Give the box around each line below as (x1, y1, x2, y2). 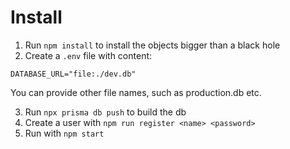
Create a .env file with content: (24, 49, 153, 61)
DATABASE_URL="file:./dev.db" (10, 69, 137, 79)
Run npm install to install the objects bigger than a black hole (24, 39, 281, 51)
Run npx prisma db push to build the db (24, 106, 187, 118)
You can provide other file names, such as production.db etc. (10, 86, 262, 98)
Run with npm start (24, 127, 105, 139)
